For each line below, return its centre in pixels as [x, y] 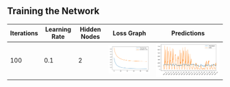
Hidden [90, 29]
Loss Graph [129, 33]
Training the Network [53, 11]
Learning [58, 29]
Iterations [24, 33]
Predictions [188, 33]
